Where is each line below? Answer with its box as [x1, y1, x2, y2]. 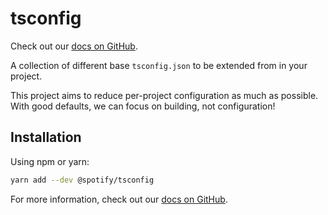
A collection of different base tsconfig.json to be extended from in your [10, 59, 308, 71]
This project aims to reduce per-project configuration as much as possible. [10, 89, 319, 101]
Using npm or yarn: [10, 155, 90, 167]
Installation [10, 129, 82, 146]
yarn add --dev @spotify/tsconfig [10, 175, 155, 185]
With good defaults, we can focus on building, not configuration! [10, 100, 276, 112]
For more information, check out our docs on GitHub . [10, 193, 228, 205]
